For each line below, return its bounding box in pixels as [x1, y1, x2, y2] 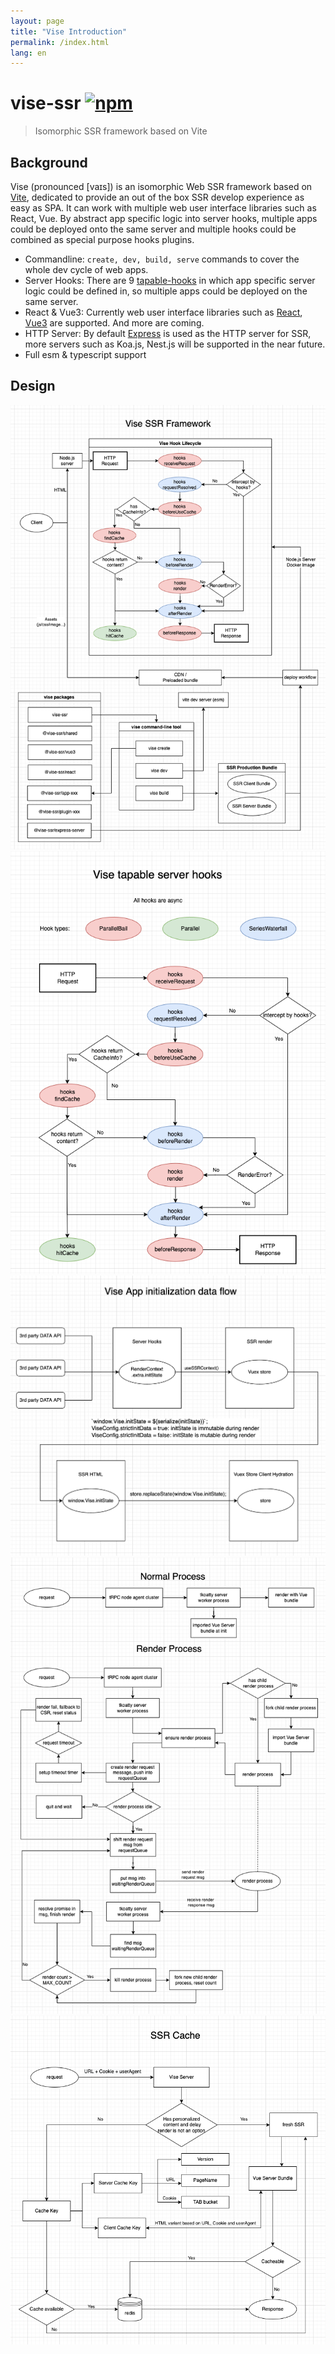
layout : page [10, 16, 65, 26]
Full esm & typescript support [24, 349, 147, 360]
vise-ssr [10, 92, 82, 115]
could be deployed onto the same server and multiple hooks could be [10, 223, 297, 235]
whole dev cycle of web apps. [24, 264, 149, 275]
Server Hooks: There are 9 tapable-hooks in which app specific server [24, 275, 316, 286]
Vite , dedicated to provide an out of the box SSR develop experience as [10, 191, 305, 203]
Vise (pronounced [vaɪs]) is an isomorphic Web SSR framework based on [10, 181, 313, 192]
